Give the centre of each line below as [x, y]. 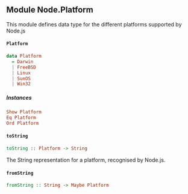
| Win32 [21, 84]
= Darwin [23, 62]
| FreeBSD [24, 67]
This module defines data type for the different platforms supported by [94, 24]
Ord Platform [23, 123]
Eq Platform [21, 118]
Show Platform [24, 112]
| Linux [21, 73]
